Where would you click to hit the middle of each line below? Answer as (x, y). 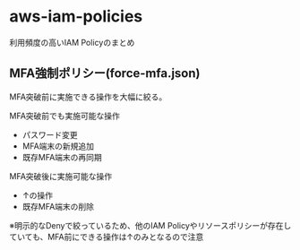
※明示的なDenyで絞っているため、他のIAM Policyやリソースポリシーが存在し (150, 225)
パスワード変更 (50, 134)
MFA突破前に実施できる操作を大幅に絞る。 (88, 97)
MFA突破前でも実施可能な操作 (65, 116)
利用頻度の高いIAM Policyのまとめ (72, 42)
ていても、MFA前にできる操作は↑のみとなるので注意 (107, 237)
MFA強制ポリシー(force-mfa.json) (105, 73)
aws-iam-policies (76, 17)
